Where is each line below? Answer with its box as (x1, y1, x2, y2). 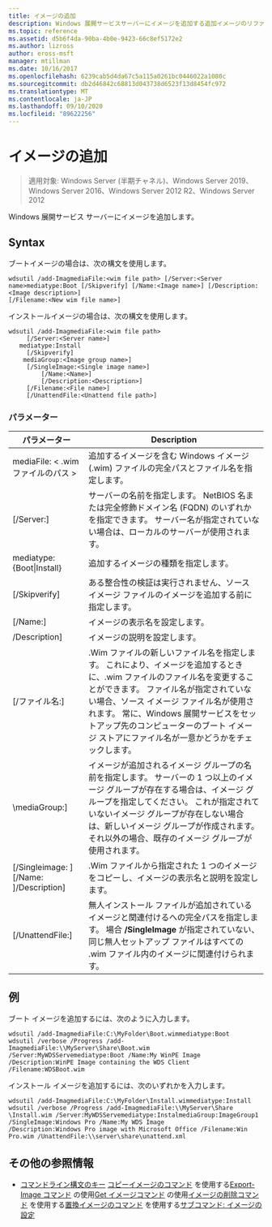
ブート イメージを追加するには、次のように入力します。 (8, 1014, 194, 1023)
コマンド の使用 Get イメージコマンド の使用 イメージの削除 (43, 1190, 238, 1199)
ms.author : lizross (8, 42, 74, 50)
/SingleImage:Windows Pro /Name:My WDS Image (8, 1117, 164, 1126)
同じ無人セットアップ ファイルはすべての (87, 936, 244, 948)
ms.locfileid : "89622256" (8, 110, 96, 118)
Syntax (8, 236, 45, 250)
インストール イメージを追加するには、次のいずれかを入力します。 (8, 1080, 229, 1090)
